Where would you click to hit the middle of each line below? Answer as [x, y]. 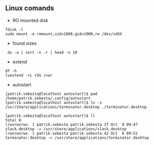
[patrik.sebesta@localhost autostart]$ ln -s [53, 102]
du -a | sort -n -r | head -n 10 [42, 52]
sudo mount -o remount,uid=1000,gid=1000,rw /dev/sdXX [64, 34]
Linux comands [30, 8]
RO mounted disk [30, 20]
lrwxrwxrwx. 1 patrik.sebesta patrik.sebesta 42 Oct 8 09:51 [71, 133]
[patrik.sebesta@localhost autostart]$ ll [50, 116]
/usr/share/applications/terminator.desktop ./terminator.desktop [76, 107]
